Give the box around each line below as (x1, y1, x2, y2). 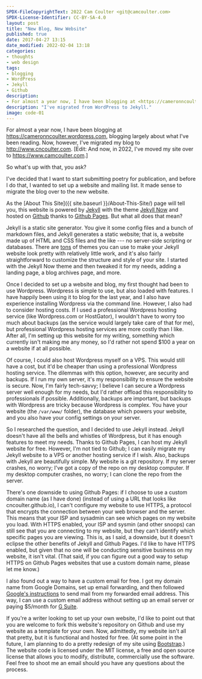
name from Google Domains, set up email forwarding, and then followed (6, 584, 185, 591)
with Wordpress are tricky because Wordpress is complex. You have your (6, 402, 188, 409)
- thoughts (6, 54, 34, 60)
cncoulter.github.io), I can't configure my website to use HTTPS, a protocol (6, 502, 192, 509)
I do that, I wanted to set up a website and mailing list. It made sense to (6, 182, 182, 189)
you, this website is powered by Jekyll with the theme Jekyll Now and (6, 206, 179, 213)
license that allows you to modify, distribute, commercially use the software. (6, 653, 195, 660)
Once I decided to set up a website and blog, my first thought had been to (6, 281, 189, 288)
